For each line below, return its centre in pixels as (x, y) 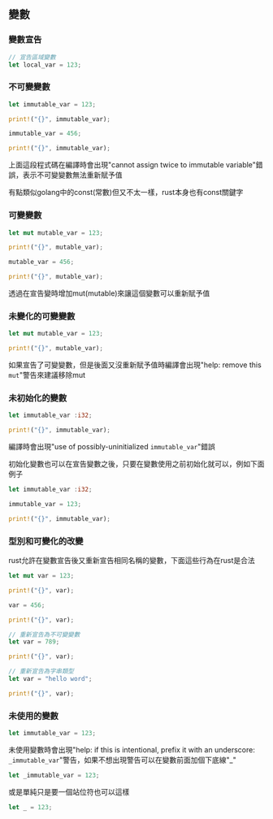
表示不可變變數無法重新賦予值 (72, 175)
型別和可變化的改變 (46, 541)
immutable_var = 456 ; (45, 134)
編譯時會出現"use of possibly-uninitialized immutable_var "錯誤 (112, 447)
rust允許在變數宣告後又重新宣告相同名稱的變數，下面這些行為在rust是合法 (132, 561)
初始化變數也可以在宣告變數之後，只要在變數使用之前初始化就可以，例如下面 (136, 464)
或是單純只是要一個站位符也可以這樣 (69, 791)
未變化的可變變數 (42, 316)
